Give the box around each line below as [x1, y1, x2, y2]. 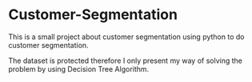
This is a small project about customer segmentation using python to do [8, 32, 245, 41]
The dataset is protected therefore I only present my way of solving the [8, 56, 242, 65]
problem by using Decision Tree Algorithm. [8, 64, 150, 73]
